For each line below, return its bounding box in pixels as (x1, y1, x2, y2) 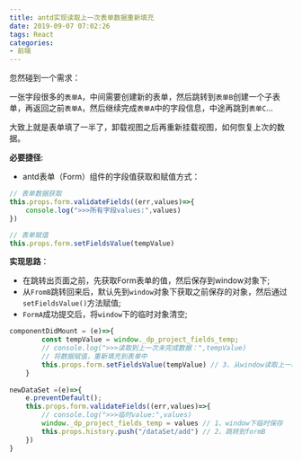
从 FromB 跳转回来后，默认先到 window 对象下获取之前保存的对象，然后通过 (22, 287, 288, 297)
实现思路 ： (9, 256, 49, 267)
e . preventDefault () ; (25, 394, 102, 403)
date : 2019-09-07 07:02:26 (9, 22, 111, 31)
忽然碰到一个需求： (9, 73, 81, 84)
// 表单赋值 (9, 230, 49, 239)
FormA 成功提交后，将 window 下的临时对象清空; (22, 309, 188, 320)
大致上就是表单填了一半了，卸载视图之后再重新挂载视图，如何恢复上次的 (9, 122, 277, 133)
